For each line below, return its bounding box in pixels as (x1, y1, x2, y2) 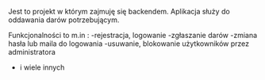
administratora (8, 48, 56, 56)
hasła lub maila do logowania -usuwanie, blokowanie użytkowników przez (8, 39, 250, 48)
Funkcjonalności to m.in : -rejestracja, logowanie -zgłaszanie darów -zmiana (8, 31, 258, 40)
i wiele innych (19, 63, 65, 72)
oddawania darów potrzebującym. (8, 15, 120, 25)
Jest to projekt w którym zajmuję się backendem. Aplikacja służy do (8, 7, 230, 16)
